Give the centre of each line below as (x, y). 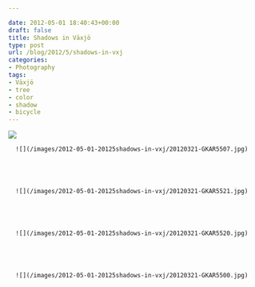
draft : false (30, 30)
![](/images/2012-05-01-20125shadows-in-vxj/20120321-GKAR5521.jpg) (132, 192)
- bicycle (25, 112)
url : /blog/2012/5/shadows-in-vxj (66, 53)
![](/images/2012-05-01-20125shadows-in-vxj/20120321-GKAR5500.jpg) (132, 276)
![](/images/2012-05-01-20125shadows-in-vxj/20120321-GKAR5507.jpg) (132, 149)
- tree (19, 90)
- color (21, 97)
